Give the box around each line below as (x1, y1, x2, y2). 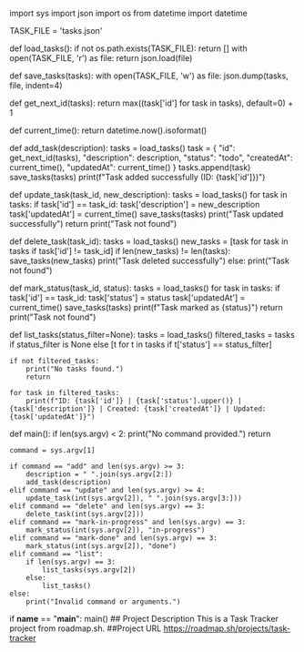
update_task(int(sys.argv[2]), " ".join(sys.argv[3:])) (25, 494, 243, 503)
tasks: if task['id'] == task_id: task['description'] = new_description (9, 199, 260, 209)
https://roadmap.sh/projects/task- (163, 623, 291, 634)
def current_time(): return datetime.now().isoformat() (9, 125, 208, 136)
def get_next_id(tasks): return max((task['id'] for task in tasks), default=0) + (9, 97, 294, 108)
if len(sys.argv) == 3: (25, 557, 117, 566)
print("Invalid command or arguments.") (25, 597, 181, 606)
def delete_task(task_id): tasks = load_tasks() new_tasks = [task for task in (9, 236, 289, 247)
